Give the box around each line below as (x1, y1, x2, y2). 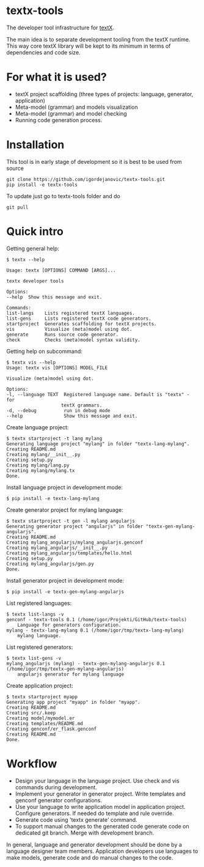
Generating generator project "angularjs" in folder (6, 523, 144, 529)
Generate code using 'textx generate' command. (15, 816, 137, 823)
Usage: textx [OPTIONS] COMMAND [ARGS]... (6, 267, 116, 273)
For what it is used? (6, 70, 107, 84)
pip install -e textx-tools (6, 182, 78, 188)
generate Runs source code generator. (6, 331, 119, 338)
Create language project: (6, 423, 69, 431)
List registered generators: (6, 643, 73, 651)
